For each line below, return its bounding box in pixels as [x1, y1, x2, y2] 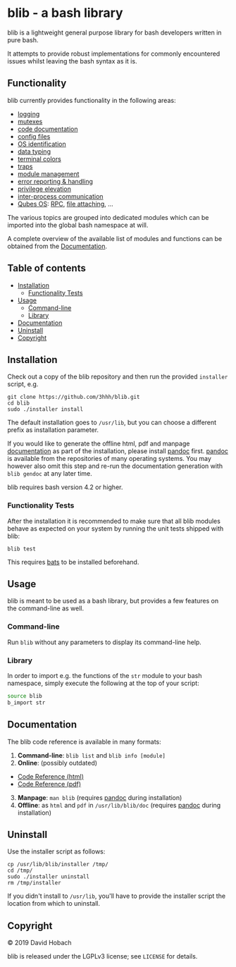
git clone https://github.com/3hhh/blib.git [7, 393, 140, 401]
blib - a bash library [7, 5, 123, 21]
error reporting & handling [17, 177, 94, 185]
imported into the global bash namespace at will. [7, 221, 149, 229]
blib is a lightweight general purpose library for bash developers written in [7, 28, 222, 37]
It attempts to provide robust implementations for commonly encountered [7, 49, 221, 58]
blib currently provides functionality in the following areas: [7, 96, 176, 104]
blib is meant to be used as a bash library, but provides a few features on [7, 597, 219, 605]
